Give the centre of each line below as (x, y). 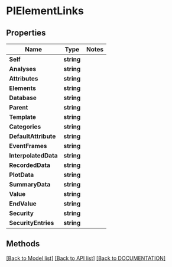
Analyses (23, 69)
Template (23, 117)
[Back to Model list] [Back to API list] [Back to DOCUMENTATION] (86, 258)
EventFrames (28, 146)
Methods (23, 244)
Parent (19, 107)
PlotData (22, 175)
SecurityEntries (32, 223)
